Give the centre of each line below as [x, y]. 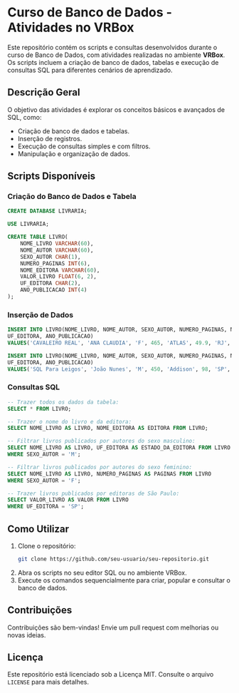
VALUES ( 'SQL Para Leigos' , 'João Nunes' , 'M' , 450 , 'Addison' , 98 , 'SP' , [119, 369]
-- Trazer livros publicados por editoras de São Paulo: [94, 493]
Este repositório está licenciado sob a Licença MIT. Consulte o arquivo [111, 674]
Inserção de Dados [40, 314]
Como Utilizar [38, 529]
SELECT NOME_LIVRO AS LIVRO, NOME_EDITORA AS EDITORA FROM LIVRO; [108, 428]
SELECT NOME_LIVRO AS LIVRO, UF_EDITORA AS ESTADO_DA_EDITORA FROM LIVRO [119, 448]
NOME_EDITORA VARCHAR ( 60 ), [60, 270]
